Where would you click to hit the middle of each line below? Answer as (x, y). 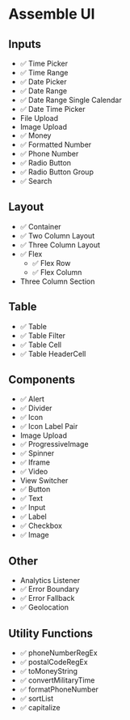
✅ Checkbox (41, 526)
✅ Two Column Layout (57, 235)
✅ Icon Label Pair (49, 426)
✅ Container (41, 226)
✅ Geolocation (44, 607)
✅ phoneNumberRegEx (59, 653)
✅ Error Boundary (50, 589)
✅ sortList (37, 699)
